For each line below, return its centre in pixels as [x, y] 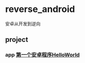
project [17, 40]
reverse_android [40, 9]
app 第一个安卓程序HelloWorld [42, 55]
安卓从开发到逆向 [23, 23]
